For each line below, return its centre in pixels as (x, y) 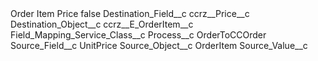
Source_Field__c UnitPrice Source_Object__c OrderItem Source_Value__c (159, 45)
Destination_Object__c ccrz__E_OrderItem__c (102, 24)
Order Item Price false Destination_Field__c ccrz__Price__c (130, 13)
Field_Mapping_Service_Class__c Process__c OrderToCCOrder (138, 35)
